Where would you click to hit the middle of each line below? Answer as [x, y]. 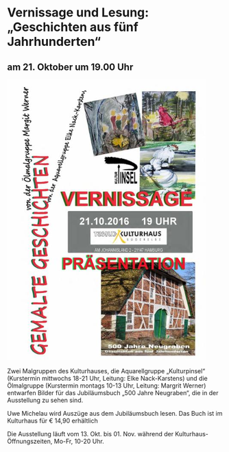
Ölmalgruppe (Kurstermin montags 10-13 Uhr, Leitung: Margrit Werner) [107, 386]
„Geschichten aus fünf [73, 27]
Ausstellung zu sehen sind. [45, 400]
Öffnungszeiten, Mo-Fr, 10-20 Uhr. [56, 441]
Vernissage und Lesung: [78, 13]
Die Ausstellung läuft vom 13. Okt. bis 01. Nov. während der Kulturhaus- [108, 434]
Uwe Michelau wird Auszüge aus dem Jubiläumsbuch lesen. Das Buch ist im [115, 413]
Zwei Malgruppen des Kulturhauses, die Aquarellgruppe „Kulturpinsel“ [106, 371]
